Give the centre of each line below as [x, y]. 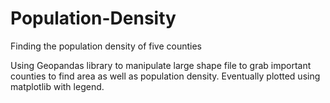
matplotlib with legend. [57, 86]
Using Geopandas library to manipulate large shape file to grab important [161, 65]
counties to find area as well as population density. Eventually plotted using [165, 76]
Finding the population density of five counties [106, 46]
